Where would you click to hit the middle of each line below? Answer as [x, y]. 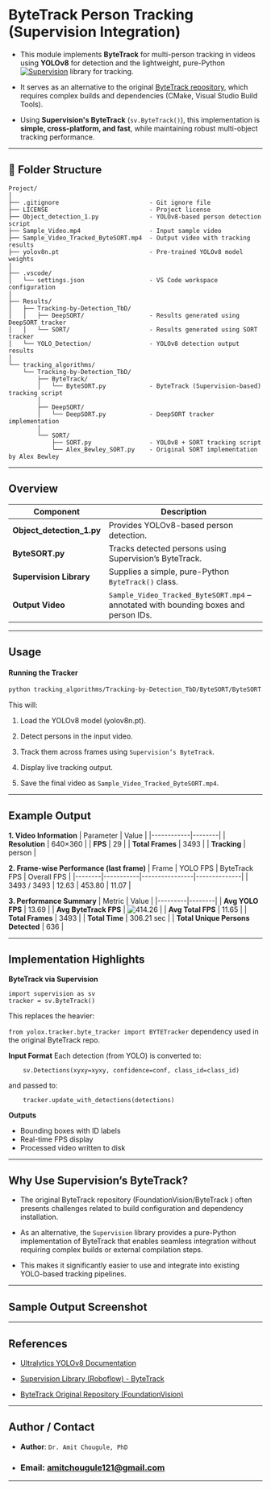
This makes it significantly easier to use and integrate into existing [129, 1265]
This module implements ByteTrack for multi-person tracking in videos [138, 54]
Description [184, 511]
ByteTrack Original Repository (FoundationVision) [102, 1394]
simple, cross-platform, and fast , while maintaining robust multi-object [139, 128]
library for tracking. [102, 71]
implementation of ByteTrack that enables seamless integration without [138, 1241]
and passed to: [33, 1085]
